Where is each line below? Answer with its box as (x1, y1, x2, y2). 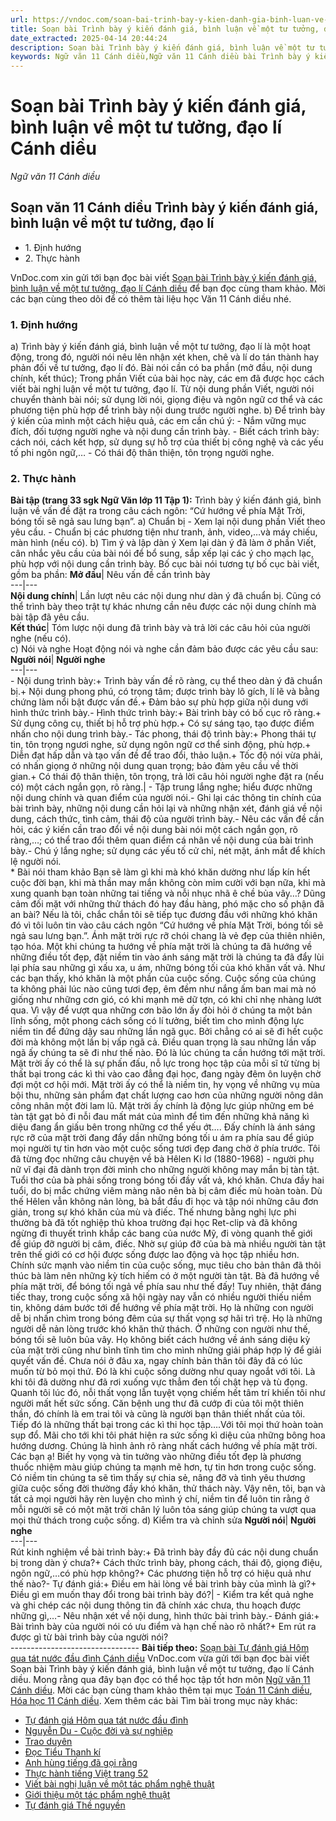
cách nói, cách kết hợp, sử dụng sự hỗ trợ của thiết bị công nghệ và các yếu (10, 436, 324, 448)
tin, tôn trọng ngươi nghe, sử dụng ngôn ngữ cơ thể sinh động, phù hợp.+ (10, 739, 312, 751)
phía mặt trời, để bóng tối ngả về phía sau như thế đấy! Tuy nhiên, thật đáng (10, 1281, 322, 1293)
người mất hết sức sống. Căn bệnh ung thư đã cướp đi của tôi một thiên (10, 1397, 304, 1410)
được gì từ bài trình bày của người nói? (10, 1631, 169, 1643)
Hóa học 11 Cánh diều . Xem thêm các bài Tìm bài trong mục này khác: (10, 1695, 298, 1707)
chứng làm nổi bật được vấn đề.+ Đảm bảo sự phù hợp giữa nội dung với (10, 696, 309, 708)
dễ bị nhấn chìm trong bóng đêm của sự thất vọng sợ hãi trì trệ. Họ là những (10, 1312, 323, 1325)
